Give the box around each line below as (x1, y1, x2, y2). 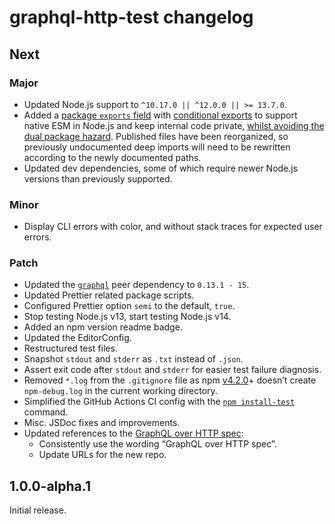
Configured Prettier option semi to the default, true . (23, 300, 236, 312)
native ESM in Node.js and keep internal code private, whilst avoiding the (23, 119, 325, 131)
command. (23, 406, 69, 418)
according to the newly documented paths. (23, 151, 202, 163)
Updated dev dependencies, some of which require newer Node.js (23, 162, 299, 174)
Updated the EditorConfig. (23, 332, 132, 344)
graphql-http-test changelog (9, 6, 254, 29)
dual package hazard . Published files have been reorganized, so (23, 130, 289, 142)
